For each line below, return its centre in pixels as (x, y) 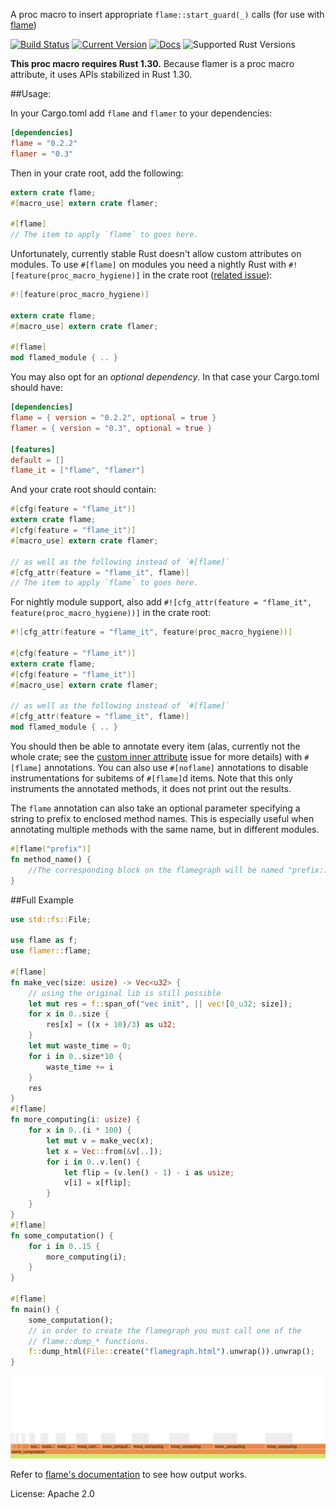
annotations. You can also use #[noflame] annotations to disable (176, 767)
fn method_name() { (51, 859)
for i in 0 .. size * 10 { (75, 1056)
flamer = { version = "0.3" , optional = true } (111, 428)
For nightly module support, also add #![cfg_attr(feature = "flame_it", (161, 602)
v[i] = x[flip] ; (97, 1183)
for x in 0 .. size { (69, 1014)
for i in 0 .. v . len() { (93, 1162)
